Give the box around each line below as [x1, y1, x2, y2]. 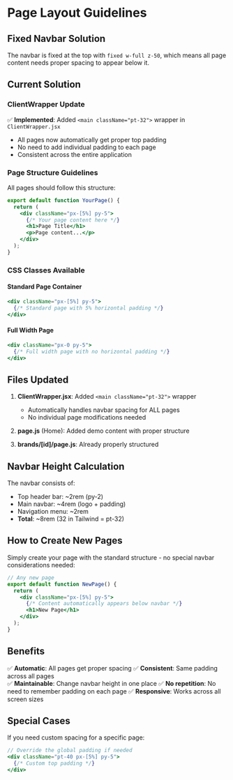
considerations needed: [7, 560, 75, 569]
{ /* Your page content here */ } [25, 216, 120, 224]
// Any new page [7, 574, 54, 581]
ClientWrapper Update [7, 100, 85, 109]
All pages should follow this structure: [7, 183, 116, 192]
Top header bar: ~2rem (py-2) [17, 493, 103, 501]
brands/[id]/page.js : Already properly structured [17, 441, 159, 449]
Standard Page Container [7, 282, 82, 291]
